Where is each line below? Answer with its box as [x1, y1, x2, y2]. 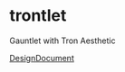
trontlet [9, 5, 67, 26]
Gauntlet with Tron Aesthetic [9, 35, 116, 46]
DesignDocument [9, 52, 74, 63]
